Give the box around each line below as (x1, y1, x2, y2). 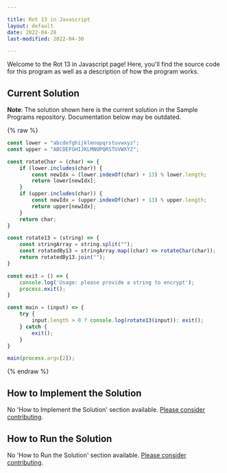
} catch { (19, 323, 48, 330)
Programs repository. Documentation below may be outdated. (7, 113, 182, 121)
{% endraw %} (7, 367, 49, 375)
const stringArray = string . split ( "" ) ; (19, 241, 134, 248)
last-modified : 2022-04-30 (7, 35, 84, 42)
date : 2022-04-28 (7, 29, 57, 36)
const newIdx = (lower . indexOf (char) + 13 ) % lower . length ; (32, 171, 207, 178)
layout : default (7, 22, 53, 30)
